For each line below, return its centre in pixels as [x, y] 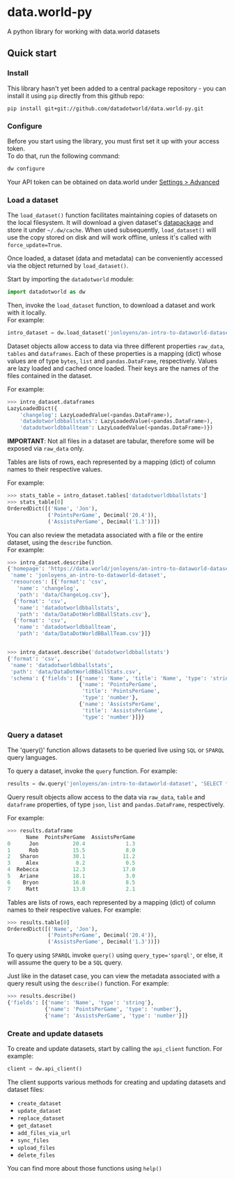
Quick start [32, 53]
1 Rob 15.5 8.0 [71, 850]
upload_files [36, 1148]
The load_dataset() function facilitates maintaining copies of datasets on [112, 215]
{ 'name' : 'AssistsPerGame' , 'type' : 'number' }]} [116, 1015]
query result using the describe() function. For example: [88, 983]
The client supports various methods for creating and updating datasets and [117, 1082]
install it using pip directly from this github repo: [76, 95]
